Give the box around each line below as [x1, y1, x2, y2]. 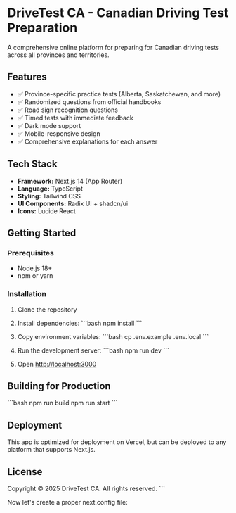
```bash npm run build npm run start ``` [7, 399, 118, 407]
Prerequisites [7, 248, 54, 258]
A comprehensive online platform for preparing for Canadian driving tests [7, 43, 220, 51]
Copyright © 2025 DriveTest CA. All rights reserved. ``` [7, 484, 165, 493]
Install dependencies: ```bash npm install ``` [17, 319, 143, 327]
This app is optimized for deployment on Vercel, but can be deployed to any [7, 438, 227, 446]
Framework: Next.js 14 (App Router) [17, 177, 123, 185]
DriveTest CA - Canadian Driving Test [7, 5, 229, 21]
